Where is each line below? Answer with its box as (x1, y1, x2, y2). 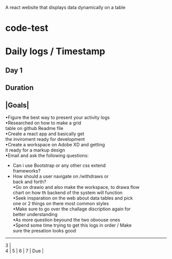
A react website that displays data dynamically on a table (5, 5, 125, 10)
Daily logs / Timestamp (5, 46, 105, 57)
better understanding (12, 211, 58, 217)
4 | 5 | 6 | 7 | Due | (5, 248, 44, 254)
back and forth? (12, 179, 47, 185)
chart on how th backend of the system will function (12, 189, 123, 196)
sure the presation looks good (12, 227, 76, 233)
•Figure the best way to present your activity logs (5, 114, 110, 120)
